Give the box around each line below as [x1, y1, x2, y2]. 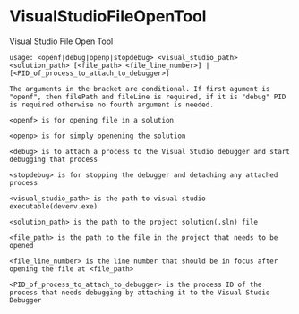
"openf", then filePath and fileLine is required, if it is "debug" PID [9, 92, 286, 101]
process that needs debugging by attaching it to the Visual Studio [9, 288, 270, 297]
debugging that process [9, 155, 98, 164]
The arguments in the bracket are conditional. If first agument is [9, 84, 270, 93]
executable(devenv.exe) [9, 201, 98, 211]
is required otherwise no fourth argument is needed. [9, 100, 215, 109]
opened [9, 241, 34, 250]
